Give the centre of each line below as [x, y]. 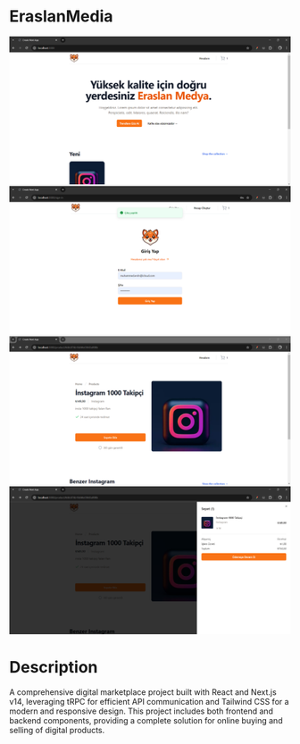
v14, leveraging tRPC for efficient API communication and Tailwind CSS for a [149, 702]
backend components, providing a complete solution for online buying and [146, 720]
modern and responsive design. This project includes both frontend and [142, 711]
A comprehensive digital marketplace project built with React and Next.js [143, 692]
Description [54, 668]
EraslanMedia [61, 17]
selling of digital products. [57, 730]
